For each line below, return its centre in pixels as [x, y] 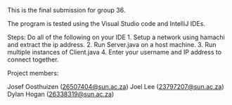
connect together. [33, 59]
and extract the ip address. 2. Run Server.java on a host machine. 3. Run [112, 44]
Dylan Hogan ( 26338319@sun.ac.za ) [61, 94]
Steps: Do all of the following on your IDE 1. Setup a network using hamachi [116, 37]
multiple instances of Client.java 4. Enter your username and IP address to [115, 52]
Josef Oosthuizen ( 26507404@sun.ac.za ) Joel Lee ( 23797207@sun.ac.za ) [116, 86]
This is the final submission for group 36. [66, 10]
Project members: [33, 73]
